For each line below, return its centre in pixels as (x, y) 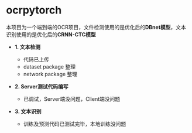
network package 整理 (50, 74)
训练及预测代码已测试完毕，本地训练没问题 (75, 124)
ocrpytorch (34, 10)
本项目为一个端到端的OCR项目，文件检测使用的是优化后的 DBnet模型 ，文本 (96, 27)
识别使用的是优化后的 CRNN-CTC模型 (51, 34)
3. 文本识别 (28, 111)
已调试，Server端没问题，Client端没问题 (72, 99)
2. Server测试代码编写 (41, 86)
